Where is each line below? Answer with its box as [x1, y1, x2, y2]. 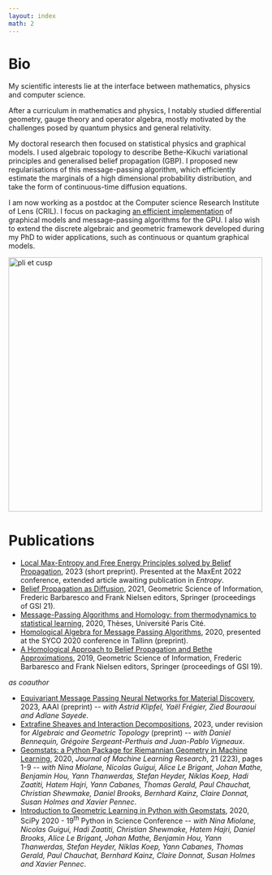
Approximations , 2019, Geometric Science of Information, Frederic [19, 653, 242, 663]
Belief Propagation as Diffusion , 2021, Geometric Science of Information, [19, 584, 264, 594]
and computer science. [8, 90, 86, 100]
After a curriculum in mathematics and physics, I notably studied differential [8, 106, 261, 116]
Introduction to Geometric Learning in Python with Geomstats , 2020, [19, 806, 249, 816]
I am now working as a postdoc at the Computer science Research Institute [8, 198, 260, 208]
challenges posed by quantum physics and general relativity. [8, 123, 212, 133]
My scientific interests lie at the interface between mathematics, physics [8, 81, 251, 91]
